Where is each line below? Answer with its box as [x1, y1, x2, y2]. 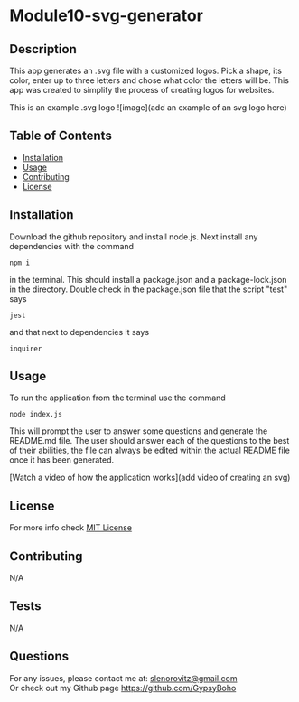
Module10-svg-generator [9, 5, 203, 26]
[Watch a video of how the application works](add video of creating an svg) [9, 472, 291, 483]
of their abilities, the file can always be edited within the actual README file [9, 445, 291, 456]
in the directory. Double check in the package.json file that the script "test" [9, 284, 288, 295]
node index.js [9, 410, 63, 419]
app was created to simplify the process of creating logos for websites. [9, 85, 275, 95]
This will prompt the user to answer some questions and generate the [9, 426, 268, 436]
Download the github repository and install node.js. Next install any [9, 231, 258, 242]
